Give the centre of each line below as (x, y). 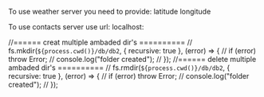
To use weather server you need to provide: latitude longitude (110, 12)
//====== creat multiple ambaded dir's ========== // (100, 42)
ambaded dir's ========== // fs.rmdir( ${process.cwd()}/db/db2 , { (119, 68)
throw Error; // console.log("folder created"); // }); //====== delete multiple (132, 59)
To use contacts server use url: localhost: (76, 27)
